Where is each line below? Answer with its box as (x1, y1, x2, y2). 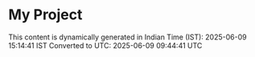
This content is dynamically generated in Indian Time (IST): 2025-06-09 (8, 32, 247, 42)
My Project (8, 6, 83, 24)
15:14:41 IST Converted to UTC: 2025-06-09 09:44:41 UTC (8, 40, 203, 50)
